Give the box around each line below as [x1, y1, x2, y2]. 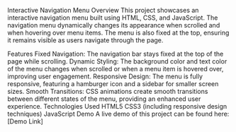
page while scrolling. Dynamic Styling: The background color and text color [7, 57, 227, 66]
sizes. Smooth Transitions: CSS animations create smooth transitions [7, 88, 208, 95]
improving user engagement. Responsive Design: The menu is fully [7, 72, 203, 80]
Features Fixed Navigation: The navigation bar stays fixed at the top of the [7, 49, 224, 58]
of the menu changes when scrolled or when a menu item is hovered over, [7, 65, 224, 73]
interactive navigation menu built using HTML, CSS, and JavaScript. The [7, 13, 218, 22]
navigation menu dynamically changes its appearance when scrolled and [7, 21, 220, 29]
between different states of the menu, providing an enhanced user [7, 95, 201, 103]
